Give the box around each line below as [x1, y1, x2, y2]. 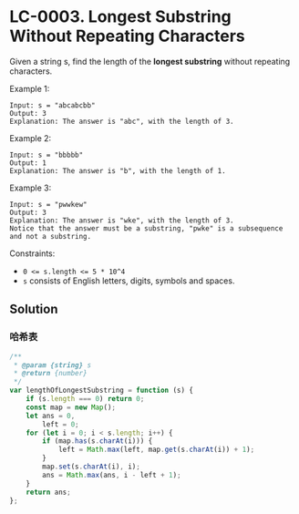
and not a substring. [9, 231, 92, 241]
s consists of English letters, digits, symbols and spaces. [22, 275, 235, 286]
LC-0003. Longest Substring [9, 6, 232, 27]
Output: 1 [9, 158, 47, 168]
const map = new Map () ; [26, 403, 117, 412]
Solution [9, 302, 58, 317]
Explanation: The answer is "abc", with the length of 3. [9, 117, 234, 126]
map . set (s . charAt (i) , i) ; [42, 462, 141, 471]
